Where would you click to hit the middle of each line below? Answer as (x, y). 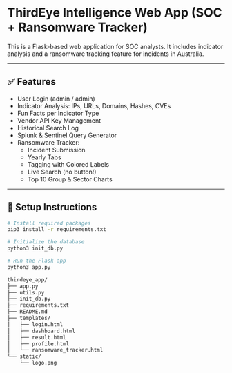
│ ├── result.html (37, 337)
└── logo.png (38, 363)
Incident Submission (56, 150)
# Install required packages (49, 223)
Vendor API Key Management (59, 120)
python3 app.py (29, 267)
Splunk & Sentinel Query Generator (67, 135)
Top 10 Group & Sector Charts (70, 179)
